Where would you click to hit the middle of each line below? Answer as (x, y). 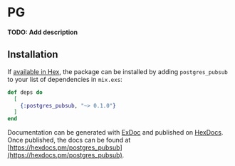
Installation (33, 55)
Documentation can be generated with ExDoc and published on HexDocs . (115, 133)
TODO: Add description (43, 32)
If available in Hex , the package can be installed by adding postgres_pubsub (117, 71)
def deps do (25, 92)
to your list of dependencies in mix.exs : (65, 79)
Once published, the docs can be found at (69, 140)
